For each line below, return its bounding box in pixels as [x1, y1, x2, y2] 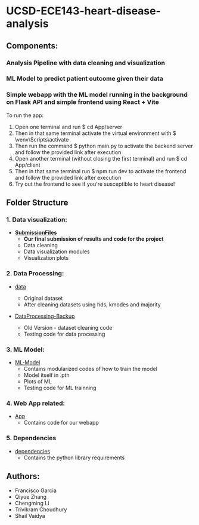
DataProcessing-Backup [14, 312, 75, 320]
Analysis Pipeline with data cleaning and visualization [6, 59, 166, 67]
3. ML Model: [6, 345, 45, 354]
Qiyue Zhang [14, 493, 46, 501]
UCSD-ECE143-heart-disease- [6, 4, 161, 18]
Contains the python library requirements [23, 454, 125, 461]
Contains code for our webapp [23, 419, 99, 426]
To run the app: [6, 112, 44, 119]
